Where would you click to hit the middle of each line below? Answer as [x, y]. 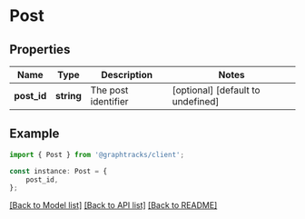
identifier [109, 101]
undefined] [196, 101]
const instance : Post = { [58, 171]
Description [127, 75]
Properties [40, 50]
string [69, 96]
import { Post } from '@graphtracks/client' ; [97, 154]
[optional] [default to [216, 90]
